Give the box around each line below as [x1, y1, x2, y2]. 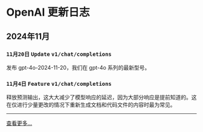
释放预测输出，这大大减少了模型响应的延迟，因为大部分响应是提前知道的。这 [6, 94, 197, 101]
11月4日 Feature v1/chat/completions [6, 80, 112, 87]
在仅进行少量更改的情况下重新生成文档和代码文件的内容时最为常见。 [6, 101, 176, 109]
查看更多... [6, 119, 33, 127]
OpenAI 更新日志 [6, 5, 90, 19]
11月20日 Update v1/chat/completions [6, 50, 112, 58]
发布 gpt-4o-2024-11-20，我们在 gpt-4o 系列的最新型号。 [6, 64, 150, 71]
